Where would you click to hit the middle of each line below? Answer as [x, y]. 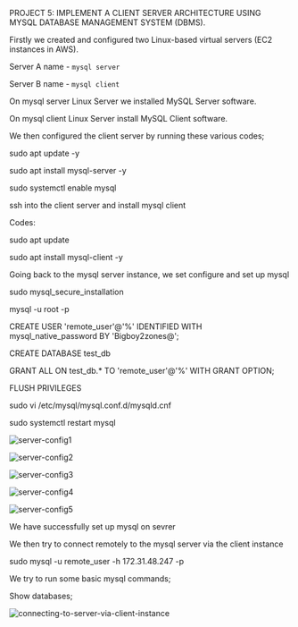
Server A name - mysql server [65, 67]
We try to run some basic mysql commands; [90, 579]
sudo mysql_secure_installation [66, 292]
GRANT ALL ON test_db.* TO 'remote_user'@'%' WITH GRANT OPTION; [142, 371]
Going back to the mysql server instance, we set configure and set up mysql [149, 275]
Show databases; [41, 596]
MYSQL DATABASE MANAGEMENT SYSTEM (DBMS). [108, 22]
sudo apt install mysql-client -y [66, 257]
